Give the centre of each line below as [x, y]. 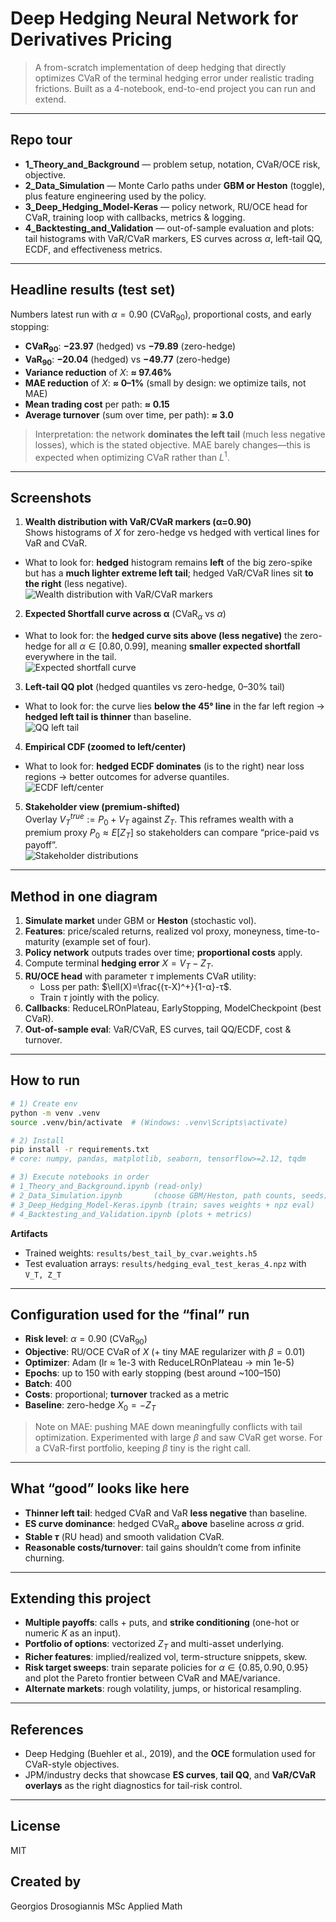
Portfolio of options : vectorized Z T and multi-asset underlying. [154, 1645]
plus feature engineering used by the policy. [115, 196]
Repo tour [41, 140]
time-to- [302, 931]
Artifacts [29, 1233]
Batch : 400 [48, 1384]
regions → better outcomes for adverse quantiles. [127, 777]
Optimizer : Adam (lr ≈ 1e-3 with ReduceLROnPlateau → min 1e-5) [159, 1363]
